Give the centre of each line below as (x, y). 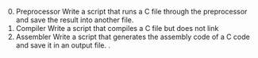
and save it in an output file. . (63, 45)
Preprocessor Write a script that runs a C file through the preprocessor (131, 12)
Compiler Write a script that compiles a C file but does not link (117, 28)
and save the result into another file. (75, 20)
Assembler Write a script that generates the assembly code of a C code (133, 37)
